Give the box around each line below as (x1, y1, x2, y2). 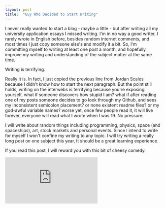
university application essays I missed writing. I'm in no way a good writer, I (5, 31, 159, 36)
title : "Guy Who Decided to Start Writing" (5, 12, 98, 17)
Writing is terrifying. (5, 66, 45, 72)
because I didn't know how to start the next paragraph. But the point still (5, 81, 152, 87)
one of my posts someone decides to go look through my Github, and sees (5, 97, 157, 103)
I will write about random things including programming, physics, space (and (5, 122, 161, 128)
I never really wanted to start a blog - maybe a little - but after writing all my (5, 25, 159, 31)
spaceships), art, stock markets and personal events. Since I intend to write (5, 127, 158, 133)
